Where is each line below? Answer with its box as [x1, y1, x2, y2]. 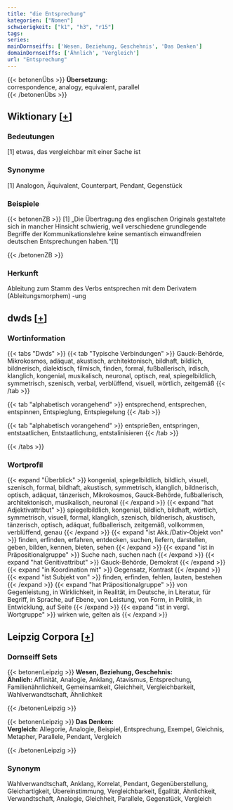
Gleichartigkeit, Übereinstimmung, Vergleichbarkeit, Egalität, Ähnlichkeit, [7, 787, 218, 795]
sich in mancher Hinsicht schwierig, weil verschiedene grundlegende [7, 222, 207, 231]
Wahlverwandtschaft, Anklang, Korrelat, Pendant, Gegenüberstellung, [7, 780, 208, 788]
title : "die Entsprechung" [7, 10, 86, 18]
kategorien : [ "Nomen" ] [7, 17, 74, 24]
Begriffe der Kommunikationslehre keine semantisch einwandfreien [7, 230, 201, 238]
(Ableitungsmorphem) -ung [7, 292, 86, 300]
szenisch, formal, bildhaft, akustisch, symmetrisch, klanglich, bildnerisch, [7, 483, 219, 492]
